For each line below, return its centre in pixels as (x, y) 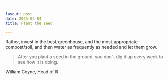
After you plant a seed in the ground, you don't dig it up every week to (90, 57)
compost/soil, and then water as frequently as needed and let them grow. (81, 47)
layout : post (19, 14)
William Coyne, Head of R (32, 72)
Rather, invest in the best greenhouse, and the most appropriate (71, 42)
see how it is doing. (38, 62)
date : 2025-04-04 (23, 19)
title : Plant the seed (29, 23)
